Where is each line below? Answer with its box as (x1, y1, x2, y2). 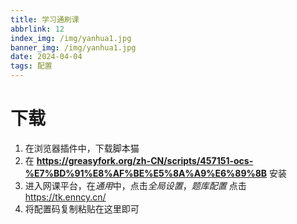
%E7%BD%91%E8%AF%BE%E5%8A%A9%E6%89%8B (24, 167, 268, 179)
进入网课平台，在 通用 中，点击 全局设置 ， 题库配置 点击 (24, 179, 247, 191)
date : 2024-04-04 (10, 52, 83, 62)
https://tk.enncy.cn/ (24, 191, 107, 203)
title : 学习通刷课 (10, 14, 80, 25)
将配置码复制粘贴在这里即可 (24, 202, 140, 215)
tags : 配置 (10, 61, 53, 71)
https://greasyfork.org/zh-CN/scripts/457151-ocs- (36, 154, 254, 166)
